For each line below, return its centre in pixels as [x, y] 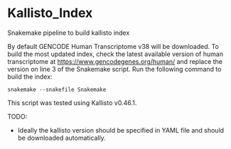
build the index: [30, 77]
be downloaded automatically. [62, 138]
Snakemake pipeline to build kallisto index [69, 33]
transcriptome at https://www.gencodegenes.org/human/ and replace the [115, 61]
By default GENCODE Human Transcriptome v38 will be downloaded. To [113, 46]
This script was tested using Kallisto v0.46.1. [72, 103]
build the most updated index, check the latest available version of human [116, 54]
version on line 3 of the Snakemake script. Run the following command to [114, 69]
